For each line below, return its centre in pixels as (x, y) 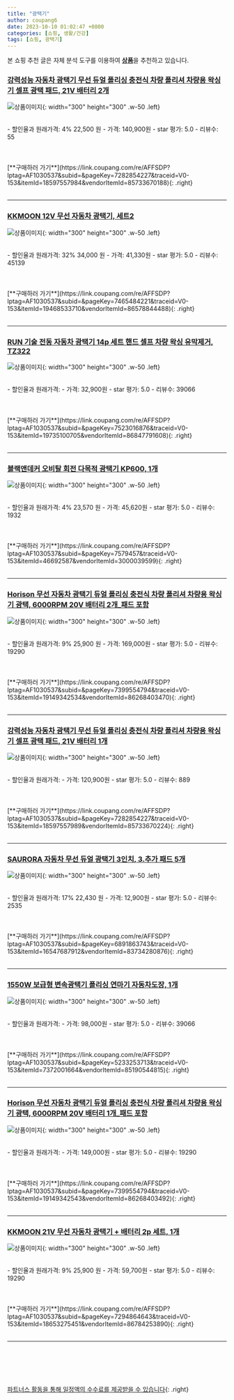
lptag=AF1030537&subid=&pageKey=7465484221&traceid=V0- (98, 301)
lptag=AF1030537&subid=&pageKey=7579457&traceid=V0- (93, 554)
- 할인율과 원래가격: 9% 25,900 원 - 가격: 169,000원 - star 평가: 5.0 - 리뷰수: (112, 644)
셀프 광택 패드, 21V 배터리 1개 (61, 741)
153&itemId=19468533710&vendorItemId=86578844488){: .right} (101, 308)
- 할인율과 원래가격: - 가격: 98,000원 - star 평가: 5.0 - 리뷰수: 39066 (101, 1024)
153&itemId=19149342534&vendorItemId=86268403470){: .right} (101, 697)
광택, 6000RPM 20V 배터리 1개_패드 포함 (81, 1113)
